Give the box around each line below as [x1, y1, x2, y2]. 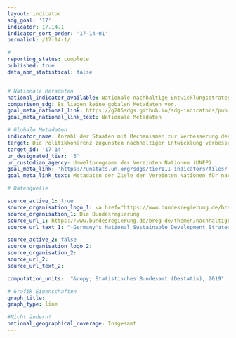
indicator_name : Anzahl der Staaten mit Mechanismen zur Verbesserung [7, 133, 218, 140]
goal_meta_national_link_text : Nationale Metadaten [7, 114, 162, 121]
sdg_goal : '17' [7, 17, 52, 24]
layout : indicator [7, 10, 61, 18]
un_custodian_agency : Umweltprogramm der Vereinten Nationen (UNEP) [7, 159, 212, 166]
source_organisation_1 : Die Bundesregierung [7, 210, 140, 218]
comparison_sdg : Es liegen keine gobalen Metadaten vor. [7, 100, 178, 108]
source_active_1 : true [7, 197, 74, 204]
